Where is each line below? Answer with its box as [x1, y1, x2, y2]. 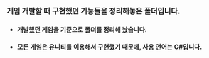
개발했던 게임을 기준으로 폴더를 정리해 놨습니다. [16, 25, 147, 33]
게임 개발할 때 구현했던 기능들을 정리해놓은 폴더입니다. [6, 6, 181, 16]
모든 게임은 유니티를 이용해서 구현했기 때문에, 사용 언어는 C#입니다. [16, 42, 203, 51]
